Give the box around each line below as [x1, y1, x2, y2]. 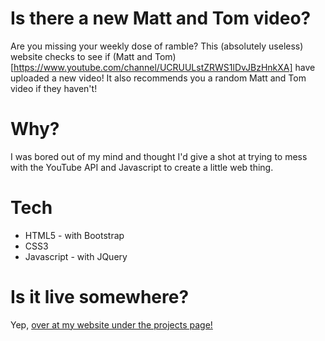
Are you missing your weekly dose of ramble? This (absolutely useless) [10, 40, 304, 52]
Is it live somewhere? [10, 286, 190, 308]
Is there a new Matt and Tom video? [10, 7, 312, 30]
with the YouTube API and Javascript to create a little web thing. [10, 161, 274, 173]
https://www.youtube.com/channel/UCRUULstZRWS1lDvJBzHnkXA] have [13, 61, 316, 73]
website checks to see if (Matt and [10, 50, 153, 62]
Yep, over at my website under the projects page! [10, 318, 213, 331]
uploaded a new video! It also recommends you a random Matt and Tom [10, 72, 307, 84]
